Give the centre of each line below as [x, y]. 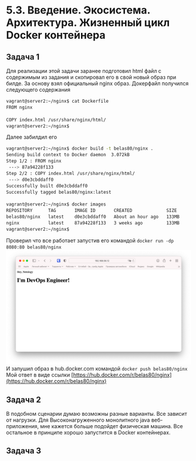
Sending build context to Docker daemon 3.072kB [68, 155]
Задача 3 [24, 451]
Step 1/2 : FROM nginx [34, 161]
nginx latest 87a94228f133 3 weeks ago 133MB [93, 223]
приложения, [23, 426]
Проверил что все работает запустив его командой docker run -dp [90, 240]
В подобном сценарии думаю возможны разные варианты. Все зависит [97, 413]
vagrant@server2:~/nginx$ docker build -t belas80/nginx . [80, 149]
